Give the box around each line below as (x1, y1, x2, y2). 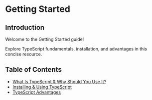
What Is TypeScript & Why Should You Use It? (12, 78, 107, 85)
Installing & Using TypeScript (12, 84, 72, 90)
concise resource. (5, 51, 42, 57)
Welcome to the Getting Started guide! (5, 36, 84, 42)
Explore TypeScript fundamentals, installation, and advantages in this (5, 46, 148, 51)
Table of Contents (5, 65, 62, 74)
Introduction (5, 23, 45, 32)
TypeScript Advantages (12, 89, 61, 95)
